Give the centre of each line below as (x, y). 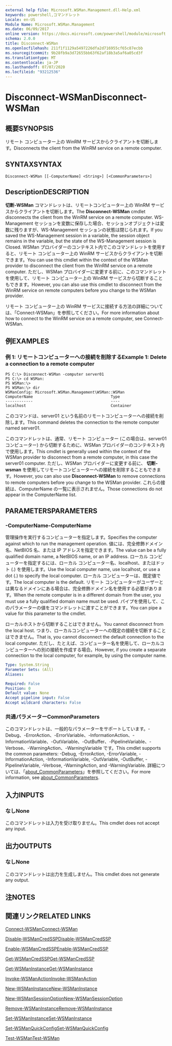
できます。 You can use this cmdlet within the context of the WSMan (77, 260)
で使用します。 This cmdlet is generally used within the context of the (78, 452)
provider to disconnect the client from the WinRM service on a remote (79, 265)
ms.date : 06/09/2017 (27, 29)
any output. (17, 880)
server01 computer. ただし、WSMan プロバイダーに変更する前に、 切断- (82, 463)
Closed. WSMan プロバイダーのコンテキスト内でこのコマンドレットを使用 (83, 247)
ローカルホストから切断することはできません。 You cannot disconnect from (84, 624)
